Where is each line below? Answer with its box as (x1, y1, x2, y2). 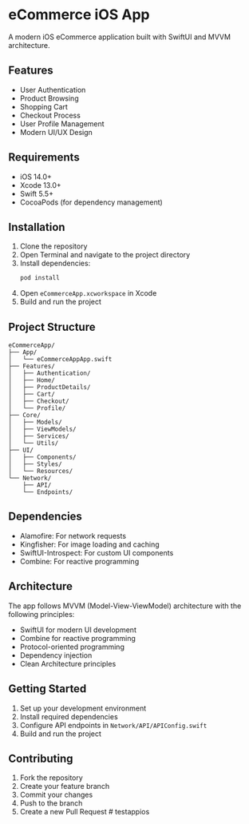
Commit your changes (19, 790, 93, 800)
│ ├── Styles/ (8, 460, 62, 468)
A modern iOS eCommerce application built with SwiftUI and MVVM (8, 32, 231, 42)
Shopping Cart (19, 102, 68, 111)
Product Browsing (19, 94, 79, 103)
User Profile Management (19, 118, 105, 129)
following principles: (8, 609, 75, 619)
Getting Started (8, 682, 87, 696)
